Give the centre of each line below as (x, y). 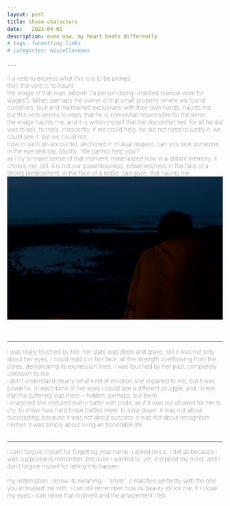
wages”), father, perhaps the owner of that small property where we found (106, 100)
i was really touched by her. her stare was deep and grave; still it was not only (111, 351)
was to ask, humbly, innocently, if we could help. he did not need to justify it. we (114, 129)
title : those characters (42, 22)
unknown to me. (29, 373)
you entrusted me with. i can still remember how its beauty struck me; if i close (112, 487)
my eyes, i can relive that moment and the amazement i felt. (87, 495)
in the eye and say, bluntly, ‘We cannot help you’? (74, 151)
